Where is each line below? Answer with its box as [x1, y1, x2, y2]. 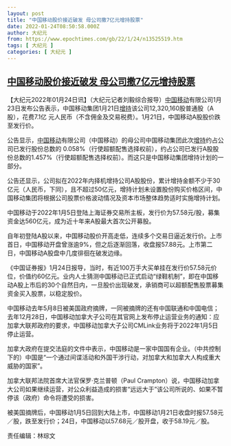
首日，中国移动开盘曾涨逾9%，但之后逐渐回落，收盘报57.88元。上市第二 [7, 240, 213, 248]
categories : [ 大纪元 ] [7, 49, 72, 56]
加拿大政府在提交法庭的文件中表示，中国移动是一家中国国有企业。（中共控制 [7, 344, 221, 352]
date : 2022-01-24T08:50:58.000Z [7, 23, 100, 30]
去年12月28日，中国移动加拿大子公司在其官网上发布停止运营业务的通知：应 [7, 312, 220, 321]
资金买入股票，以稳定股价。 [7, 289, 86, 297]
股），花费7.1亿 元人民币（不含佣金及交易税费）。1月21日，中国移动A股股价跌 [7, 112, 221, 121]
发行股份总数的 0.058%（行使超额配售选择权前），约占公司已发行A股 [19, 144, 213, 152]
